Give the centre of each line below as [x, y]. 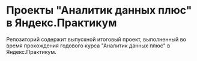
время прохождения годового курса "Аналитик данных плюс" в [88, 46]
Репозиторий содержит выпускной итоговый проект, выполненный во [96, 39]
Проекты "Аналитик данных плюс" [99, 10]
